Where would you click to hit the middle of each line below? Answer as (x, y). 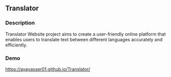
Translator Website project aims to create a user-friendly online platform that (85, 34)
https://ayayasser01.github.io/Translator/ (48, 69)
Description (20, 23)
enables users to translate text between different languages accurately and (84, 39)
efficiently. (16, 45)
